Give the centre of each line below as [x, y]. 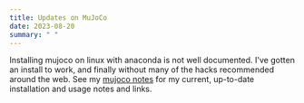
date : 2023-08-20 [42, 26]
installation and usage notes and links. [81, 89]
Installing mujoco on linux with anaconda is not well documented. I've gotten [152, 61]
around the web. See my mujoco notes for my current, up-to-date [132, 80]
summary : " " [34, 34]
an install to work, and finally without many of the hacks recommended [142, 70]
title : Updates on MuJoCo [58, 18]
